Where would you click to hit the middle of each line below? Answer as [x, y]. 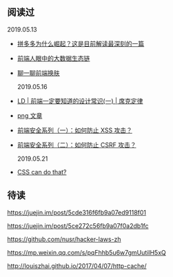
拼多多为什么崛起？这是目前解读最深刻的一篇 [81, 43]
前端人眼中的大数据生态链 [53, 58]
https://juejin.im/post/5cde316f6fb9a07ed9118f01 [77, 212]
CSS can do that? [42, 172]
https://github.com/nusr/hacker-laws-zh [64, 239]
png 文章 [30, 115]
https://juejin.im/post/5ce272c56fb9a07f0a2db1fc [78, 225]
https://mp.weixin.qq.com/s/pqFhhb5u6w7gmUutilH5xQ [87, 252]
